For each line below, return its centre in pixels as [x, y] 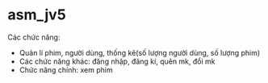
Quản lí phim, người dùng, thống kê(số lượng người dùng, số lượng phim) [140, 52]
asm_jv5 [37, 15]
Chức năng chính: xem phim [66, 69]
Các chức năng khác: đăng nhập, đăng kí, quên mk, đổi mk [117, 61]
